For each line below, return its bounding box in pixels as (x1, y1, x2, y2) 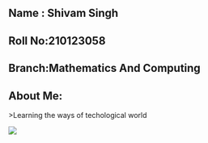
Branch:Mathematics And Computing (8, 61, 201, 75)
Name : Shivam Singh (8, 6, 119, 20)
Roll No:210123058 (8, 34, 106, 48)
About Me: (8, 89, 63, 103)
